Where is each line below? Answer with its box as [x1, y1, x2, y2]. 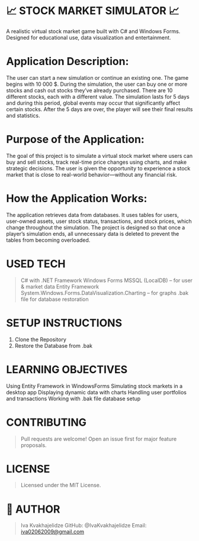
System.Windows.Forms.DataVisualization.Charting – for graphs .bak [20, 289, 189, 296]
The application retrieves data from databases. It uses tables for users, [6, 211, 179, 218]
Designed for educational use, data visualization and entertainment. [6, 34, 171, 41]
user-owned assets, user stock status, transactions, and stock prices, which [6, 218, 192, 225]
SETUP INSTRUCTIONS [6, 316, 123, 329]
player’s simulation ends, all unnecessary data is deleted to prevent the [6, 230, 179, 237]
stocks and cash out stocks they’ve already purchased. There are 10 [6, 86, 173, 94]
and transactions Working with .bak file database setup [6, 395, 141, 402]
